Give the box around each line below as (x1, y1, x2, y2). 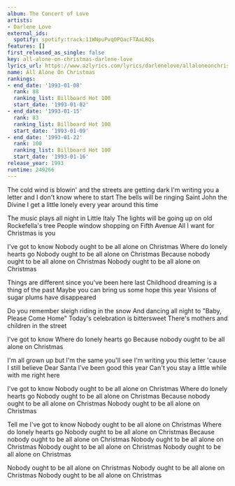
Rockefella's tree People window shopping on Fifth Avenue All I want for (7, 221, 215, 229)
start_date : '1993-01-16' (13, 153, 90, 161)
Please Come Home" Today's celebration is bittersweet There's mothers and (7, 314, 228, 322)
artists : (7, 17, 33, 24)
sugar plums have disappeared (7, 293, 97, 301)
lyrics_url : (7, 62, 42, 69)
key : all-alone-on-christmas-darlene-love (7, 56, 133, 63)
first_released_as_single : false (7, 50, 105, 57)
